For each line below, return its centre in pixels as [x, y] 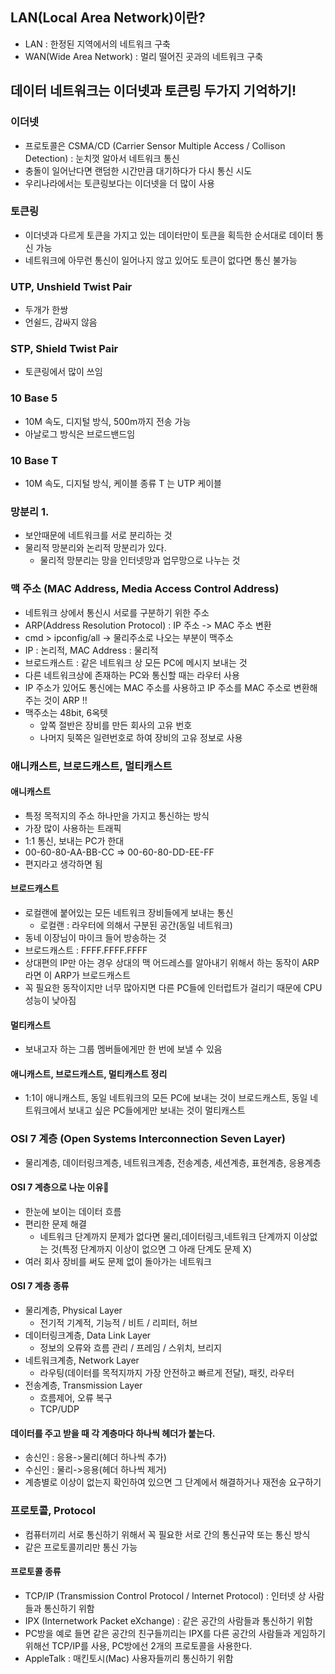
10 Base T [34, 460]
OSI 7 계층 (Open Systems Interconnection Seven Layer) [148, 1139]
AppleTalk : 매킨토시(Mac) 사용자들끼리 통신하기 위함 [129, 1658]
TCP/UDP [59, 1409]
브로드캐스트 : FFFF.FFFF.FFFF [86, 950]
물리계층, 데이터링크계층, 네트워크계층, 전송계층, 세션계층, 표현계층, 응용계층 [173, 1162]
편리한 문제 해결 [55, 1224]
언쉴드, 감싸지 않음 [61, 322]
